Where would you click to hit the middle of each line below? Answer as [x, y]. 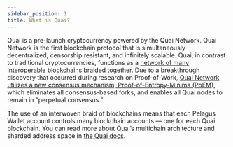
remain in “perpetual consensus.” [55, 99]
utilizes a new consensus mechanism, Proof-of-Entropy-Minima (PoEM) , [111, 85]
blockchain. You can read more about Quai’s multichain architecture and [111, 128]
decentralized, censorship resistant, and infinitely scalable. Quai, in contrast [116, 55]
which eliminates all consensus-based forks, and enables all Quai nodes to [115, 92]
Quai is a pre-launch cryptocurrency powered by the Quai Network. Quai [112, 40]
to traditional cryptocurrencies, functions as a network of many [98, 62]
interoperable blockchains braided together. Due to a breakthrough [104, 70]
